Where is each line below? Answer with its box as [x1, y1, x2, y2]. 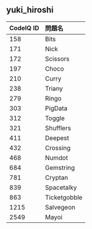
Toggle [45, 114, 65, 122]
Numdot [45, 153, 68, 162]
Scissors [45, 54, 70, 63]
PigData [45, 104, 68, 112]
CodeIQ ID [9, 24, 39, 32]
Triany [45, 84, 64, 93]
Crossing [45, 143, 71, 152]
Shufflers [45, 124, 71, 132]
